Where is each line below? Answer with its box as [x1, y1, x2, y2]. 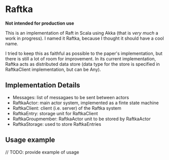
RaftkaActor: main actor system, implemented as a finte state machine [12, 100, 159, 106]
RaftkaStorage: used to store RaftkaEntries [12, 121, 101, 127]
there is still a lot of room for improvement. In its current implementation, [5, 55, 156, 61]
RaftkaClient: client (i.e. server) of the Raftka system [12, 105, 121, 111]
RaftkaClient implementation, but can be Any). [5, 66, 101, 72]
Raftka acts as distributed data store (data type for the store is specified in [5, 61, 160, 67]
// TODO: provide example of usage [5, 149, 79, 155]
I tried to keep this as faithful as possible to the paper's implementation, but [5, 50, 163, 56]
